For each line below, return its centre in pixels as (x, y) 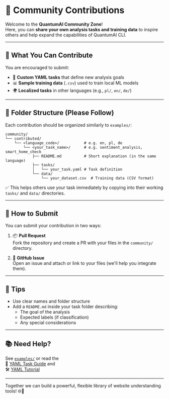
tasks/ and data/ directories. (35, 193)
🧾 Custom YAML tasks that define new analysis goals (68, 77)
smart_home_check (23, 152)
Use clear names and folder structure (51, 302)
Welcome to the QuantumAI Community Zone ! (54, 24)
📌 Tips (15, 289)
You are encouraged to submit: (37, 67)
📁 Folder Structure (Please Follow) (60, 113)
